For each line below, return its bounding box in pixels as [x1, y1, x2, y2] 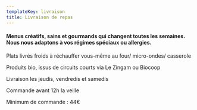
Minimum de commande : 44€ [6, 98, 80, 105]
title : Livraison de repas [6, 14, 73, 20]
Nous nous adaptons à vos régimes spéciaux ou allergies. [6, 39, 152, 46]
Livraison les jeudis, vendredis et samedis [6, 75, 109, 82]
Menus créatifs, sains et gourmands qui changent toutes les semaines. [6, 33, 186, 40]
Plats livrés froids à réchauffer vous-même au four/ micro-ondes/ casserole [6, 52, 192, 59]
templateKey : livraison [6, 8, 65, 15]
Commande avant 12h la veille [6, 87, 79, 94]
